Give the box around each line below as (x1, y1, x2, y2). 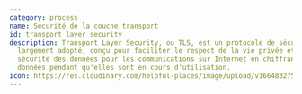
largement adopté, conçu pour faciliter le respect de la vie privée (17, 47, 283, 56)
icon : (9, 72, 30, 81)
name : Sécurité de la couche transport (9, 21, 159, 30)
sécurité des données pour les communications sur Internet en (17, 55, 259, 64)
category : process (9, 13, 78, 22)
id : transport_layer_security (9, 30, 123, 38)
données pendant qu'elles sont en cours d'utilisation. (17, 64, 231, 73)
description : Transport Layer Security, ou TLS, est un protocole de (9, 38, 276, 47)
